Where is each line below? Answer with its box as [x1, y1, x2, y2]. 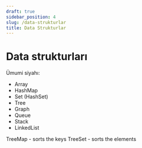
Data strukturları [6, 50, 88, 63]
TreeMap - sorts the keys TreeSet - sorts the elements [6, 136, 137, 143]
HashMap [14, 87, 38, 94]
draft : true [6, 8, 35, 15]
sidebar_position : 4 [6, 14, 56, 20]
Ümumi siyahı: [6, 70, 40, 77]
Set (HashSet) [14, 93, 48, 100]
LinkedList [14, 124, 40, 132]
